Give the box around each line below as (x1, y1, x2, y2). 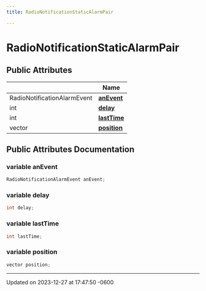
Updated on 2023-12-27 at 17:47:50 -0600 (6, 278, 114, 285)
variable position (6, 248, 58, 256)
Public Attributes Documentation (6, 145, 135, 155)
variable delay (6, 191, 50, 200)
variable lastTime (6, 219, 59, 228)
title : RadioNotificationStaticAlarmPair (6, 9, 114, 15)
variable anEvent (6, 162, 58, 171)
